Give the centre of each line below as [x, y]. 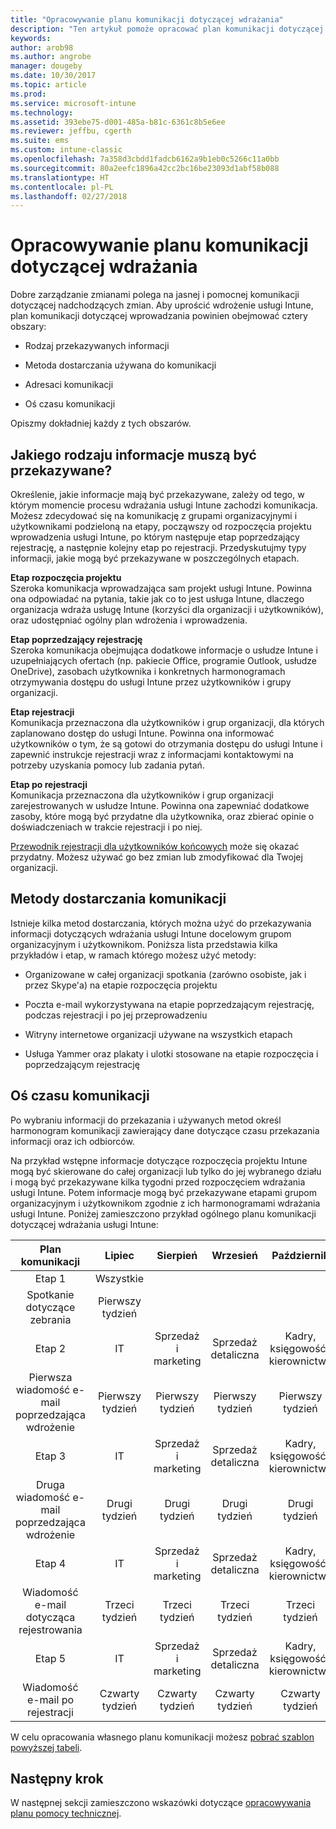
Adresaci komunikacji [69, 385]
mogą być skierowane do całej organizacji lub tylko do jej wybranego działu [166, 1171]
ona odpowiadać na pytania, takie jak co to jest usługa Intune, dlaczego [157, 599]
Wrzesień [234, 1255]
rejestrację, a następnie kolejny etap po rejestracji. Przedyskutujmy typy [158, 547]
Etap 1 [50, 1278]
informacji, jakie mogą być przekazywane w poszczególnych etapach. [155, 558]
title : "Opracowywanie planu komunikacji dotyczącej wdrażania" [147, 19]
